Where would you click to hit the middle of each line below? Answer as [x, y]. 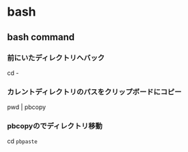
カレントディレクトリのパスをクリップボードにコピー [94, 91]
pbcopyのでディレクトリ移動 [55, 126]
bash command [41, 37]
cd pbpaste [22, 141]
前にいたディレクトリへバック [56, 57]
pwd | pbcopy [27, 107]
